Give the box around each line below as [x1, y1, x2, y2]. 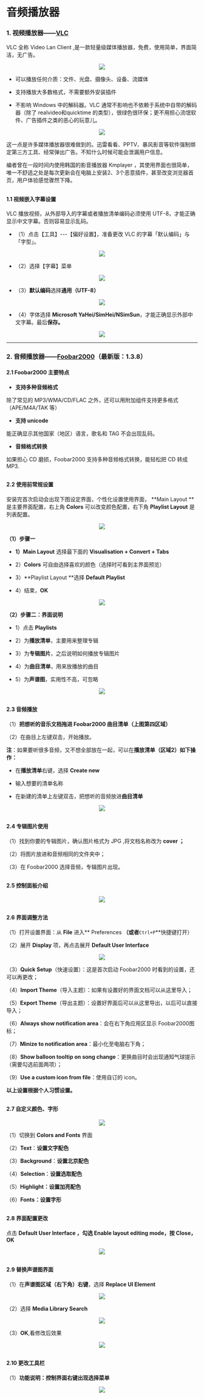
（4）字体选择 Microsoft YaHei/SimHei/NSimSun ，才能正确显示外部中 [15, 311, 193, 318]
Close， [175, 1229, 196, 1237]
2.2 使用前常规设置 [6, 481, 53, 488]
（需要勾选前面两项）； [6, 1060, 63, 1068]
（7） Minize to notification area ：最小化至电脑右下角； [6, 1040, 146, 1047]
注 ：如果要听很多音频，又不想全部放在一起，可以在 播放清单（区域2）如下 [6, 746, 191, 754]
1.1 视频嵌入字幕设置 [6, 195, 56, 202]
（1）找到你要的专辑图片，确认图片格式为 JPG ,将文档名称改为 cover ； [6, 837, 185, 845]
